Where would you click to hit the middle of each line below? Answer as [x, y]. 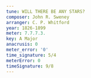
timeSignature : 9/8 [30, 66]
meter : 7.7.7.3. [26, 33]
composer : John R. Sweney [38, 17]
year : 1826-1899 [26, 28]
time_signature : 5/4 [31, 55]
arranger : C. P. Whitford [38, 22]
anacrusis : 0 [22, 45]
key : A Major [22, 39]
